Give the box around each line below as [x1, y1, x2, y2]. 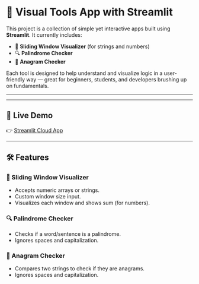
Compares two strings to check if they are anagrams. [14, 265, 145, 272]
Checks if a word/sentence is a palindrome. [14, 230, 121, 237]
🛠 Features [6, 153, 49, 163]
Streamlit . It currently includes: [6, 31, 82, 38]
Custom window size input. [14, 193, 81, 200]
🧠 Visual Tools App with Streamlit [6, 5, 173, 19]
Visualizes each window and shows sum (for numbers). [14, 199, 150, 207]
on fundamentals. [6, 82, 49, 89]
